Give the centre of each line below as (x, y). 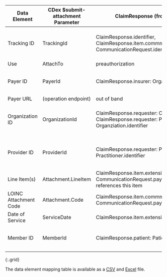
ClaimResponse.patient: (124, 238)
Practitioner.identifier (120, 155)
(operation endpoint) (67, 99)
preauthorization (115, 64)
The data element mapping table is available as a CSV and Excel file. (75, 269)
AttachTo (53, 64)
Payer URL (20, 99)
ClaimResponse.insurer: (124, 81)
